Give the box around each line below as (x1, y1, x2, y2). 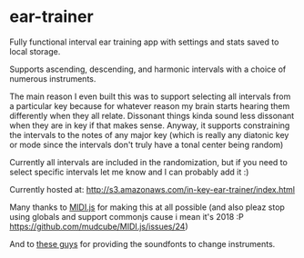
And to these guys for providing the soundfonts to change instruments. (9, 238, 276, 249)
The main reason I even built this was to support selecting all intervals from (9, 91, 291, 102)
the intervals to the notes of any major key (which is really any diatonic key (9, 129, 289, 140)
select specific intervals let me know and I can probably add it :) (9, 166, 249, 177)
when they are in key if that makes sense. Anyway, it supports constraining (9, 120, 290, 131)
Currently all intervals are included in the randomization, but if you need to (9, 156, 289, 167)
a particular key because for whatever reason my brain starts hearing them (9, 100, 290, 111)
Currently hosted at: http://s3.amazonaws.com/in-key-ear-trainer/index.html (9, 184, 296, 194)
